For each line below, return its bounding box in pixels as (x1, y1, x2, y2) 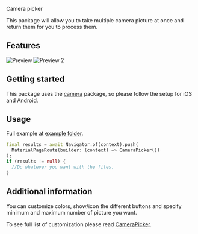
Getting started (6, 74, 65, 84)
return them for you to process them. (6, 24, 98, 30)
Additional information (6, 186, 93, 197)
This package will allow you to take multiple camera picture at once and (6, 17, 184, 24)
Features (6, 40, 40, 51)
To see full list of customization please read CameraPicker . (6, 220, 152, 228)
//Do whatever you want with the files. (11, 164, 114, 170)
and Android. (6, 96, 39, 104)
